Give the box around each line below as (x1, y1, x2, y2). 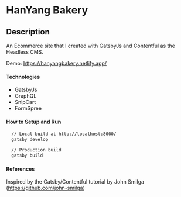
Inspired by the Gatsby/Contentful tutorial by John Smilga (6, 178, 145, 185)
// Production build (11, 147, 62, 153)
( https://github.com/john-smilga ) (6, 185, 85, 192)
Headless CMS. (6, 49, 44, 56)
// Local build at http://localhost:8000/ (11, 131, 117, 137)
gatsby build (11, 153, 43, 158)
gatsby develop (11, 137, 49, 143)
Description (6, 27, 50, 37)
